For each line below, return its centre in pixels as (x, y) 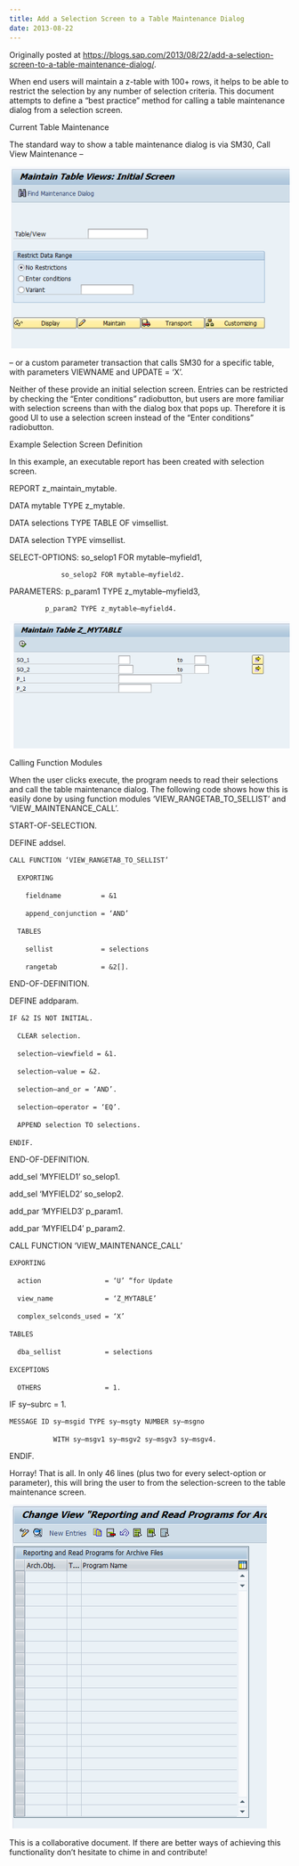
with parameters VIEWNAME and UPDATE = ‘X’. (96, 372)
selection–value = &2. (59, 1072)
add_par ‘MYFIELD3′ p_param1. (66, 1212)
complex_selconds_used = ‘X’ (71, 1317)
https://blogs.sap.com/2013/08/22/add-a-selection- (178, 54)
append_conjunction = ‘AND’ (77, 914)
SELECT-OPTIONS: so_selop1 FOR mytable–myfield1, (106, 557)
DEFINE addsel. (38, 843)
